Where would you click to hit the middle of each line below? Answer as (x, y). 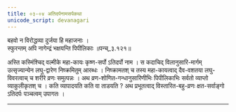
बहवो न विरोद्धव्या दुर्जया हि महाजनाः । (48, 40)
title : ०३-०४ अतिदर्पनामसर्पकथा (45, 14)
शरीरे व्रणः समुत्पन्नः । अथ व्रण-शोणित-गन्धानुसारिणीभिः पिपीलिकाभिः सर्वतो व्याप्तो (122, 78)
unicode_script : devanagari (48, 20)
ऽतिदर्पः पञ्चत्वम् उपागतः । (36, 93)
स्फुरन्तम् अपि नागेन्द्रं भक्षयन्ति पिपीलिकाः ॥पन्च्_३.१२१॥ (69, 48)
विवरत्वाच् (18, 78)
